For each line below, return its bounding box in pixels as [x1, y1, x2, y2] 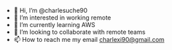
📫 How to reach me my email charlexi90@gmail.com [13, 36, 165, 43]
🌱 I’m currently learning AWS [13, 21, 96, 28]
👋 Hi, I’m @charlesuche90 [13, 7, 88, 14]
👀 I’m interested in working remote [13, 14, 111, 22]
